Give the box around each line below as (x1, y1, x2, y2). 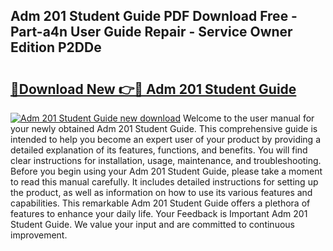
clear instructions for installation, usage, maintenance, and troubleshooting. (10, 155, 322, 166)
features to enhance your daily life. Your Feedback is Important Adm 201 (10, 208, 308, 219)
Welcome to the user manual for (182, 112, 315, 124)
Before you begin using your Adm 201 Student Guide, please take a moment (10, 165, 323, 177)
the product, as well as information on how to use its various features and (10, 187, 313, 198)
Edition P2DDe (10, 39, 102, 56)
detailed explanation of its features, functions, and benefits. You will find (10, 144, 308, 156)
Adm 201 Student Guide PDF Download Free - (10, 8, 298, 25)
